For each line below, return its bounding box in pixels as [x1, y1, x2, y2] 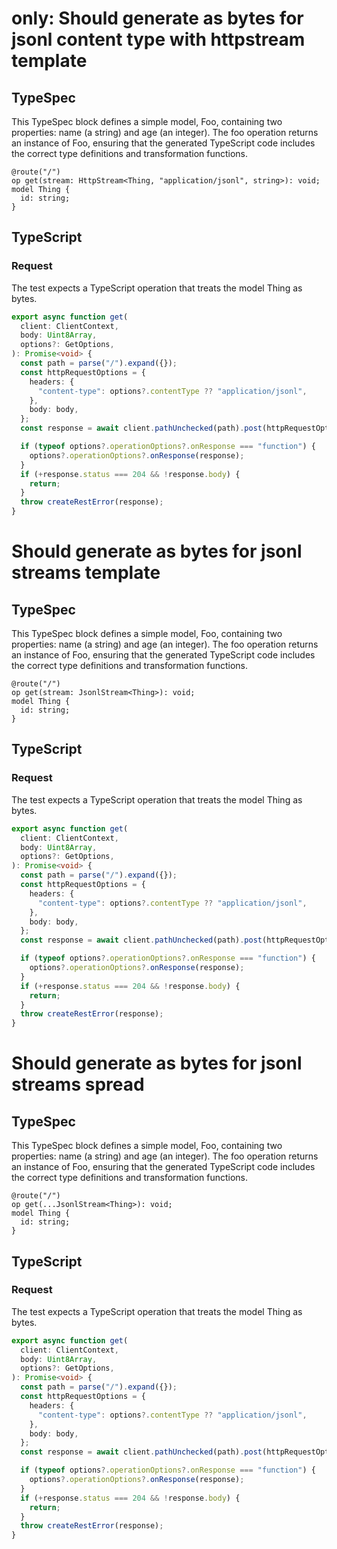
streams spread [11, 1073, 145, 1096]
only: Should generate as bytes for [11, 7, 304, 30]
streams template [11, 562, 161, 584]
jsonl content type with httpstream [11, 28, 306, 51]
